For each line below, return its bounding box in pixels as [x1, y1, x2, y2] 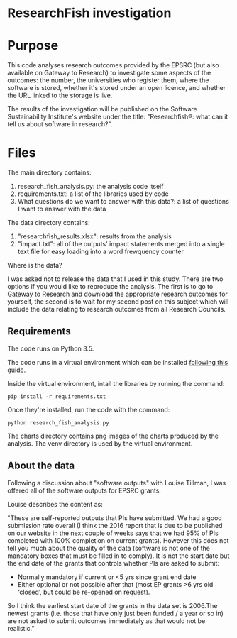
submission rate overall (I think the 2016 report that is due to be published [7, 521, 223, 529]
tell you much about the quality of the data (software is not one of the [7, 544, 211, 552]
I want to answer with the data [17, 204, 106, 214]
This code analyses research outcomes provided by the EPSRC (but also [7, 61, 219, 70]
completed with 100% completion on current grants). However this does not [7, 536, 229, 544]
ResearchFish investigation [7, 5, 172, 21]
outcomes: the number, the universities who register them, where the [7, 76, 209, 84]
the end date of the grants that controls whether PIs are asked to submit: [7, 559, 220, 567]
